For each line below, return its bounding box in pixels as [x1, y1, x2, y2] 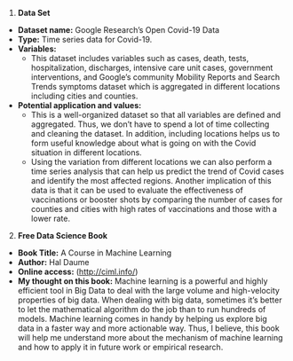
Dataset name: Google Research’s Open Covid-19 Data [17, 25, 220, 35]
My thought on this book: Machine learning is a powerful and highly [17, 276, 268, 286]
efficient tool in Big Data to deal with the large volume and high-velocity [17, 286, 280, 295]
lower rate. [30, 213, 71, 224]
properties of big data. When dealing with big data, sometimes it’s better [17, 294, 282, 305]
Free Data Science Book [17, 231, 108, 240]
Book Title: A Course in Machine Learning [17, 247, 172, 258]
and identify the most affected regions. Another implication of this [30, 176, 273, 185]
